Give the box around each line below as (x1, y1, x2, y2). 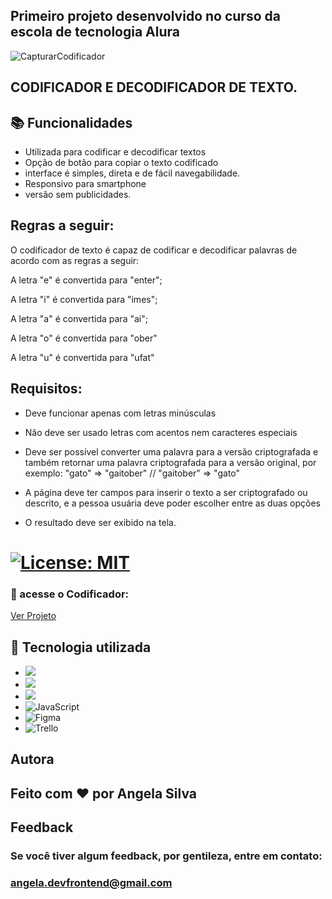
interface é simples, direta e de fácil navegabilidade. (24, 167, 241, 179)
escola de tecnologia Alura (10, 24, 180, 41)
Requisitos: (10, 380, 83, 398)
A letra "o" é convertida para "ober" (10, 332, 158, 344)
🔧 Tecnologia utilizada (10, 639, 152, 656)
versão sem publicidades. (24, 189, 132, 201)
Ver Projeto (10, 610, 57, 622)
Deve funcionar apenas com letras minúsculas (24, 407, 217, 419)
